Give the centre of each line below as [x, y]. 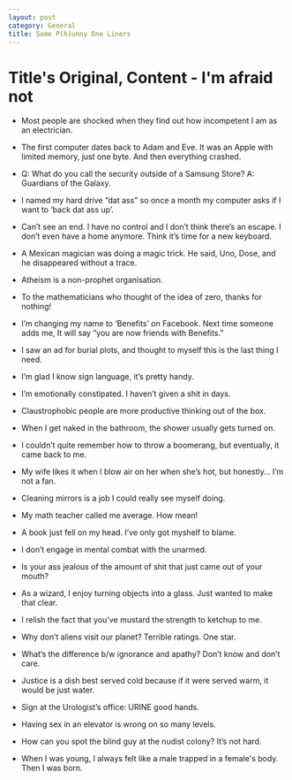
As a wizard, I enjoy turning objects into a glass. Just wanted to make [147, 593]
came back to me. [54, 455]
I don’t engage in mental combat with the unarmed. [114, 550]
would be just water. [58, 690]
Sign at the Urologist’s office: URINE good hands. [110, 707]
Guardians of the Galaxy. [66, 183]
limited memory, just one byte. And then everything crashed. [131, 157]
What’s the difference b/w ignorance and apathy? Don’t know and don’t [150, 654]
